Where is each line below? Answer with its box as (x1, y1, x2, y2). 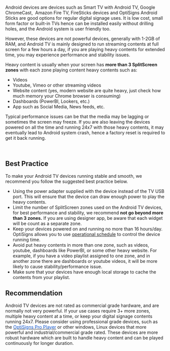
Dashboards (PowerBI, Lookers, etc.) (12, 98, 90, 104)
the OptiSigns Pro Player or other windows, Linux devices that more (5, 324, 147, 330)
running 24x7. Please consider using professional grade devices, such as (5, 319, 158, 325)
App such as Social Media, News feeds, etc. (12, 104, 105, 109)
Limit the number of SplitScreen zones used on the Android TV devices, (12, 204, 163, 210)
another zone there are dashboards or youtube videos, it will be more (12, 258, 158, 264)
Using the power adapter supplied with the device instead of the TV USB (12, 188, 165, 194)
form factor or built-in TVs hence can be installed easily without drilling (5, 20, 154, 26)
